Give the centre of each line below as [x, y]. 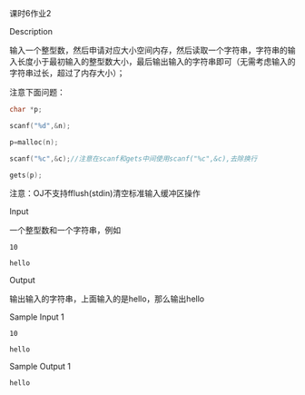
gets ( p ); [26, 175]
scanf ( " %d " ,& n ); [40, 125]
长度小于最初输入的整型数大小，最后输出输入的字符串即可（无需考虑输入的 [156, 61]
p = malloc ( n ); [34, 142]
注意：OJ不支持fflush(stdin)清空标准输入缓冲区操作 [105, 193]
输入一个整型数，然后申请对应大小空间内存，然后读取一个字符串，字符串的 [148, 50]
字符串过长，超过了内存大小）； [67, 73]
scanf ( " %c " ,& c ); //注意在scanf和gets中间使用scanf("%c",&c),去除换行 [133, 158]
